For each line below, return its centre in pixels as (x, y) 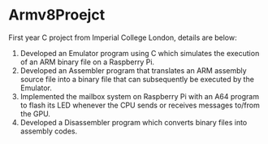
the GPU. (35, 113)
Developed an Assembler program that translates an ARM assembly (133, 70)
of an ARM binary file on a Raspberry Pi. (87, 62)
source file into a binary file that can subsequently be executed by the (137, 79)
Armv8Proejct (57, 15)
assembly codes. (49, 131)
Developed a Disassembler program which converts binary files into (134, 122)
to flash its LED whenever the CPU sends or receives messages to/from (140, 105)
